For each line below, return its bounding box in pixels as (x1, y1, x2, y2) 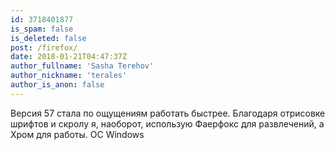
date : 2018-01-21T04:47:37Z (10, 52, 128, 62)
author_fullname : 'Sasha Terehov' (10, 61, 155, 71)
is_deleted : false (10, 33, 87, 43)
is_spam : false (10, 24, 74, 34)
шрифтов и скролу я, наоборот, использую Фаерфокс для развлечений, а (10, 117, 325, 130)
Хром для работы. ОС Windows (10, 128, 145, 140)
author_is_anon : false (10, 80, 105, 90)
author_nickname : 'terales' (10, 71, 128, 81)
